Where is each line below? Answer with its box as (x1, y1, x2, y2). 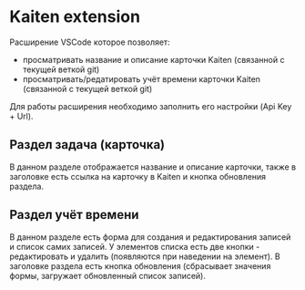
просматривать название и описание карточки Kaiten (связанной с (22, 54, 285, 65)
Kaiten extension (9, 6, 141, 27)
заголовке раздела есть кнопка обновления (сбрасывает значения (9, 260, 271, 271)
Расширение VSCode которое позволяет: (9, 36, 170, 47)
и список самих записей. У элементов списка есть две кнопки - (9, 241, 260, 252)
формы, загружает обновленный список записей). (9, 270, 207, 281)
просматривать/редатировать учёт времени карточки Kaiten (22, 73, 261, 84)
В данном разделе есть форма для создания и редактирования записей (9, 231, 291, 243)
